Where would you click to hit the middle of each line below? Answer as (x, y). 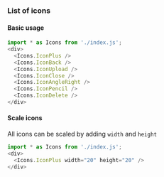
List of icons (29, 11)
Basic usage (26, 28)
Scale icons (25, 118)
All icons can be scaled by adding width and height (82, 134)
